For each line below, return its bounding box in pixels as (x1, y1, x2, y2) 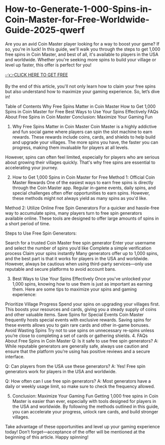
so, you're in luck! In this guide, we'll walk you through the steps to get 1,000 (5, 46, 161, 52)
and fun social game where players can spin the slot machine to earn (12, 129, 153, 135)
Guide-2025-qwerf (5, 25, 85, 36)
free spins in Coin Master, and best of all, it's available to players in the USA (5, 51, 159, 57)
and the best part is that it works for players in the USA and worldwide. (5, 255, 149, 261)
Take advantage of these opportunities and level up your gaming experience (5, 423, 160, 429)
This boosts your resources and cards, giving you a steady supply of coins (5, 306, 157, 312)
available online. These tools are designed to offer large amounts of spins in (5, 215, 159, 221)
